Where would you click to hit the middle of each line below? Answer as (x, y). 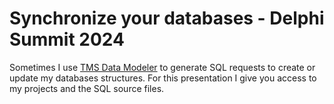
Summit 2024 (67, 39)
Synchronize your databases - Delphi (167, 18)
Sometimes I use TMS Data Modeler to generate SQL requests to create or (162, 67)
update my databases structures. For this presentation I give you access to (163, 78)
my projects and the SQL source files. (87, 88)
